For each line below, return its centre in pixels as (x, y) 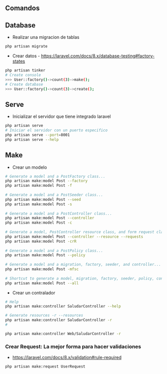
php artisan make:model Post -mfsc (42, 269)
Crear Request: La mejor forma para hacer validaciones (73, 347)
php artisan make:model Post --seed (43, 199)
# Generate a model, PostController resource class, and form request (80, 232)
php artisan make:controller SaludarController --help (63, 307)
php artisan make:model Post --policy (45, 255)
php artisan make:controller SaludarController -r (59, 320)
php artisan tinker (25, 70)
